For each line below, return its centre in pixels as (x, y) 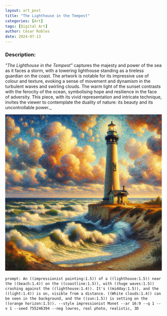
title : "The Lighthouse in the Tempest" (48, 16)
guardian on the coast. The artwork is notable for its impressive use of (77, 76)
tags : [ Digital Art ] (27, 26)
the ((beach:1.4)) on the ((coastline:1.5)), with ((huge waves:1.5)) (80, 284)
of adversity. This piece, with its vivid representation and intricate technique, (83, 97)
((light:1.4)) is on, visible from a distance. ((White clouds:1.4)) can (83, 294)
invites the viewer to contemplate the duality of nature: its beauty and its (79, 102)
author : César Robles (28, 32)
